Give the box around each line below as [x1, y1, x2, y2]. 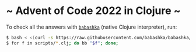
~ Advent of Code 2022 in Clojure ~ [6, 4, 181, 18]
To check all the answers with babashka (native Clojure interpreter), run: [6, 23, 177, 30]
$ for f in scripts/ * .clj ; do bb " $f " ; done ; [6, 40, 119, 46]
